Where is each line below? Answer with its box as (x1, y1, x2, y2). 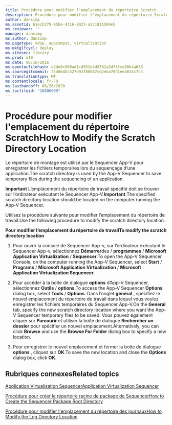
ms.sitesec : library (5, 50, 50, 55)
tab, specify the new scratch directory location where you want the (12, 307, 155, 313)
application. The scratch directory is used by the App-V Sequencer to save (5, 171, 162, 177)
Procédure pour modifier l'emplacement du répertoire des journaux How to (5, 408, 162, 414)
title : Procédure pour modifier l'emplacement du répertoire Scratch (5, 7, 157, 13)
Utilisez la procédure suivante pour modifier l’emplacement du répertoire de (5, 212, 165, 218)
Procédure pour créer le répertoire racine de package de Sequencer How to (5, 393, 164, 399)
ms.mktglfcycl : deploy (5, 45, 54, 51)
